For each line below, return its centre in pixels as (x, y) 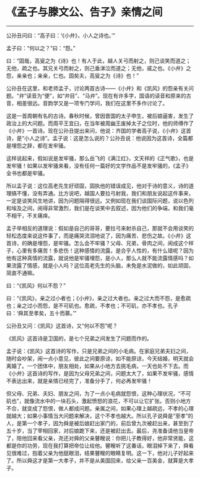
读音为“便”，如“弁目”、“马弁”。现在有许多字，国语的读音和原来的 (106, 95)
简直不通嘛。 (22, 273)
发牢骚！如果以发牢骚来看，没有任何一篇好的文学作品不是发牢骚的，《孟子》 (99, 166)
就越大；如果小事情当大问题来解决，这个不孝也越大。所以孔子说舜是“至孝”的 (100, 416)
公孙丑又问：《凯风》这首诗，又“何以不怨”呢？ (62, 326)
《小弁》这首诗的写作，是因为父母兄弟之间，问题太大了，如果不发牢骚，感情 (100, 373)
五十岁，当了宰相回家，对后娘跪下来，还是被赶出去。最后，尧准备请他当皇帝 (100, 431)
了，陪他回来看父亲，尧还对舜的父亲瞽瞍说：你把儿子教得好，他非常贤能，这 (100, 438)
